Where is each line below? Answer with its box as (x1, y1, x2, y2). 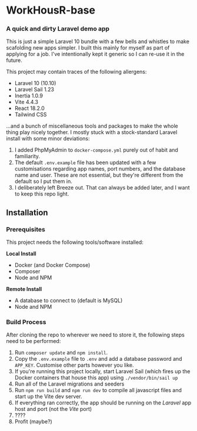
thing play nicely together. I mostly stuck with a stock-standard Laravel (6, 129, 178, 136)
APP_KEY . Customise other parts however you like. (14, 361, 134, 369)
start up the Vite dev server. (14, 393, 82, 400)
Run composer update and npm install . (14, 349, 108, 356)
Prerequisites (6, 225, 45, 233)
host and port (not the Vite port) (14, 406, 92, 413)
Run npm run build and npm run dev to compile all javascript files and (14, 387, 182, 394)
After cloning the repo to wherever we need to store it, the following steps (6, 331, 185, 338)
